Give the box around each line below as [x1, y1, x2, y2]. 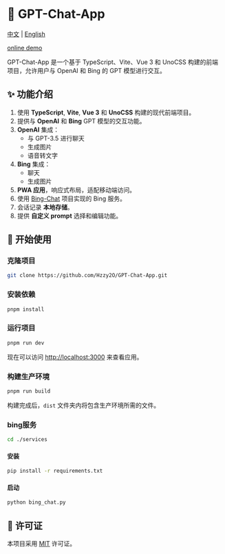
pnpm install [7, 306, 45, 313]
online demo [7, 43, 43, 52]
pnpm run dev [7, 339, 45, 347]
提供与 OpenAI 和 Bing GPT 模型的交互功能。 [17, 116, 146, 125]
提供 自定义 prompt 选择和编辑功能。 [17, 212, 122, 220]
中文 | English [7, 30, 46, 38]
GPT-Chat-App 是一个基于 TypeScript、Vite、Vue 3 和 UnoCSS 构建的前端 [7, 58, 219, 66]
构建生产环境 [7, 371, 50, 381]
